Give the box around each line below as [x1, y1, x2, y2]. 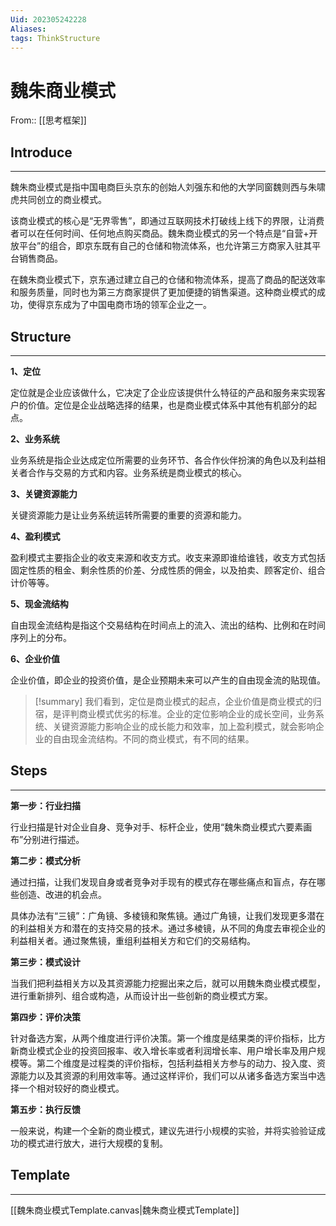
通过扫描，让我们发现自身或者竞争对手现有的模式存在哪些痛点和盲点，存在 [10, 876, 317, 888]
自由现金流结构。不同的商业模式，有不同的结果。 [52, 732, 255, 745]
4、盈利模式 [10, 530, 61, 542]
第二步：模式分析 [10, 854, 81, 866]
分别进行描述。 [23, 833, 85, 845]
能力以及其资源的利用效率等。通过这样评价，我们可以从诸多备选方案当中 [18, 1069, 317, 1081]
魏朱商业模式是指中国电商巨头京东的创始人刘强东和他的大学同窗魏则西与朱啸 [10, 181, 326, 193]
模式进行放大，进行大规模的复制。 [27, 1137, 168, 1149]
